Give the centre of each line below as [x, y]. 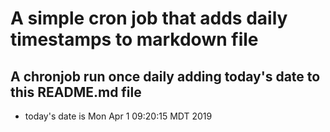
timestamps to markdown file [134, 39]
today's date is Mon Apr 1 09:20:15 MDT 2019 [118, 116]
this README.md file [76, 92]
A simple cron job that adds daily [149, 18]
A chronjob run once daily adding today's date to [165, 76]
